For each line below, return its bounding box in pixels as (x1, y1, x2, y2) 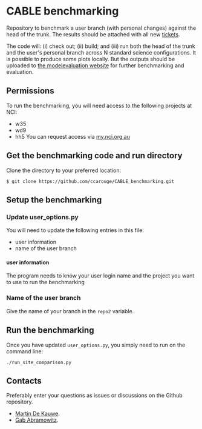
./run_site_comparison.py (6, 359, 71, 365)
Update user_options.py (6, 213, 79, 221)
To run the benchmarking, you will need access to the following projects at (6, 102, 192, 109)
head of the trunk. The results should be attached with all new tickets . (6, 30, 180, 38)
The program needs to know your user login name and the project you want (6, 272, 195, 279)
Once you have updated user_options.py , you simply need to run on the (6, 341, 186, 348)
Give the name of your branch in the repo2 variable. (6, 307, 134, 314)
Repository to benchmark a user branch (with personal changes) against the (6, 24, 197, 32)
